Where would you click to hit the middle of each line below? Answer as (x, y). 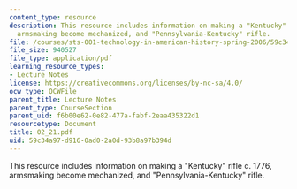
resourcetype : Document (53, 125)
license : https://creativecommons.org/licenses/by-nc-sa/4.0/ (126, 83)
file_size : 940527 (43, 50)
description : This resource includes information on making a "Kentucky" (148, 26)
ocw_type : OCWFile (43, 91)
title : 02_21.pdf (41, 132)
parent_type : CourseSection (61, 108)
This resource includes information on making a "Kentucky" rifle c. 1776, (141, 165)
